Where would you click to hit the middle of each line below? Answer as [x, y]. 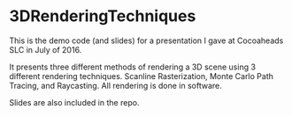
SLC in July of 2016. [46, 49]
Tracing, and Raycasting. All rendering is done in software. [116, 85]
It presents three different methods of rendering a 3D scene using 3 [133, 67]
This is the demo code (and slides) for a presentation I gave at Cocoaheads [146, 40]
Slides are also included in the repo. [74, 102]
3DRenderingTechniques [103, 16]
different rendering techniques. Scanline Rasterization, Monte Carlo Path [142, 76]
